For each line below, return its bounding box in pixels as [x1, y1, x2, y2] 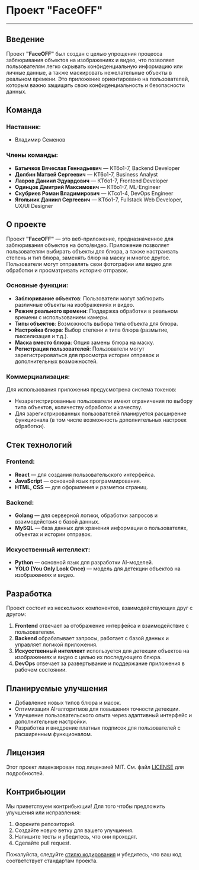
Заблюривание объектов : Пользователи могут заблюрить [14, 294, 165, 302]
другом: [6, 611, 27, 618]
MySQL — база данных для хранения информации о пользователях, [14, 525, 188, 532]
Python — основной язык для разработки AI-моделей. [14, 559, 153, 566]
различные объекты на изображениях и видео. [14, 301, 134, 308]
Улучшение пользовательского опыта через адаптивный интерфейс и [14, 712, 192, 719]
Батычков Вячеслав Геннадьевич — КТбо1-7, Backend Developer [14, 164, 180, 172]
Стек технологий [6, 439, 72, 450]
